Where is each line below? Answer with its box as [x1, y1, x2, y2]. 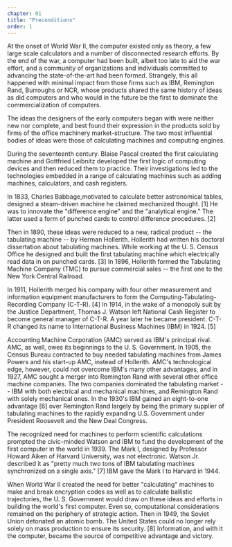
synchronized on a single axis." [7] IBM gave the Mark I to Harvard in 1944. [7, 467, 220, 475]
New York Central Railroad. [7, 272, 84, 280]
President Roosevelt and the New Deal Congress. [7, 417, 148, 425]
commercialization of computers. [7, 101, 102, 109]
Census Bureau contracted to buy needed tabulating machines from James [7, 350, 222, 359]
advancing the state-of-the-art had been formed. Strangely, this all [7, 71, 198, 80]
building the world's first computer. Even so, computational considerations [7, 503, 220, 511]
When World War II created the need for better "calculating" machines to [7, 481, 215, 489]
